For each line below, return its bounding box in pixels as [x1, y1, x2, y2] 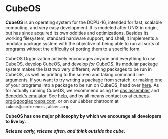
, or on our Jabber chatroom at [55, 98, 119, 104]
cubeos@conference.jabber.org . [5, 103, 70, 109]
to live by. [5, 118, 26, 124]
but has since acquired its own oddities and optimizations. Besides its [5, 30, 149, 36]
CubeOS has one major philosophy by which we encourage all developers [5, 113, 162, 119]
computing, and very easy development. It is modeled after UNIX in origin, [5, 24, 158, 30]
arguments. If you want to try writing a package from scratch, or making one [5, 77, 163, 83]
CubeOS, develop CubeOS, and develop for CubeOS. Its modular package [5, 61, 158, 67]
